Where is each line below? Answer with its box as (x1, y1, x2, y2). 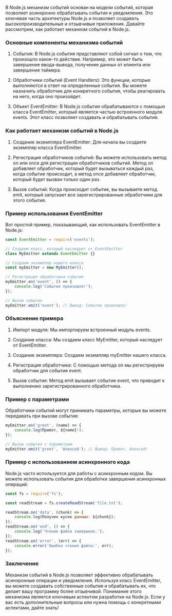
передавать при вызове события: (5, 413, 79, 419)
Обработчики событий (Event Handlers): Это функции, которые (12, 77, 150, 83)
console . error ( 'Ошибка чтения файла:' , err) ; (14, 543, 114, 548)
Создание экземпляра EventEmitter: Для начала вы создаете (12, 139, 147, 145)
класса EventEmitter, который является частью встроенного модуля (12, 109, 163, 115)
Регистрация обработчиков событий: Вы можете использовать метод (12, 154, 167, 160)
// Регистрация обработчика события (5, 275, 84, 280)
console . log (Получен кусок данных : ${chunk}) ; (14, 514, 116, 520)
